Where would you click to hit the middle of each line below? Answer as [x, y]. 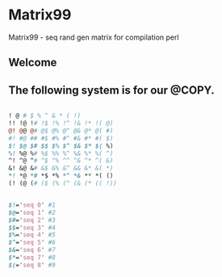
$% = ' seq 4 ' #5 [32, 235]
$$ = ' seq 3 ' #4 [32, 228]
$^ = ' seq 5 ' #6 [32, 243]
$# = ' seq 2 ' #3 [32, 220]
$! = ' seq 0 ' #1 [32, 205]
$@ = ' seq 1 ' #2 [32, 212]
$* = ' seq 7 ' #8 [32, 258]
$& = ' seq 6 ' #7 [32, 250]
